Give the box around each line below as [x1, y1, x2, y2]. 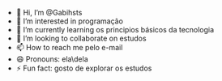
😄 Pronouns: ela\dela [15, 54, 89, 64]
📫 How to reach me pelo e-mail [15, 43, 123, 52]
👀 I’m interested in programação [15, 16, 124, 26]
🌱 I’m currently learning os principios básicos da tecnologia [15, 25, 215, 34]
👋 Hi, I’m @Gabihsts [15, 8, 83, 17]
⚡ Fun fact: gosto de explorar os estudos [15, 63, 152, 73]
